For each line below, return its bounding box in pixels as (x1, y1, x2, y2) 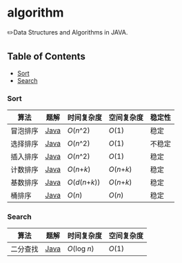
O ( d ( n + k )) (67, 177, 101, 187)
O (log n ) (67, 244, 94, 253)
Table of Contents (7, 50, 86, 63)
